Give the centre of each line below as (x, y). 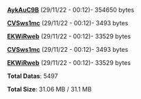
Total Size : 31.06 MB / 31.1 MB (50, 89)
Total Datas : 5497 (33, 76)
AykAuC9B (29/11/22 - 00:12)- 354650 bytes (71, 10)
